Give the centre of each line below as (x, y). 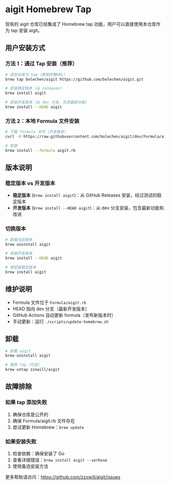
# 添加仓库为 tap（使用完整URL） (36, 75)
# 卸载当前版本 (19, 240)
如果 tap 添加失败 (26, 402)
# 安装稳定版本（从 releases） (35, 88)
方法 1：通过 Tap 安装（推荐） (41, 63)
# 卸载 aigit (18, 351)
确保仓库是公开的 (30, 414)
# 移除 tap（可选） (24, 365)
